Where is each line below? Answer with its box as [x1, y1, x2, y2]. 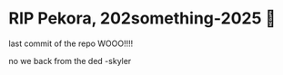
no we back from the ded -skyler [8, 55, 132, 66]
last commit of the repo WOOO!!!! [8, 38, 134, 49]
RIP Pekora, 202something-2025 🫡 [8, 8, 277, 29]
